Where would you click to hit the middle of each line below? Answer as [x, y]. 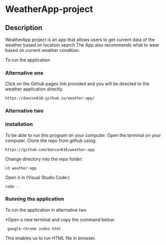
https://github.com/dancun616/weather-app [50, 149]
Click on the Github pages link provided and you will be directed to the [77, 84]
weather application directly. [34, 89]
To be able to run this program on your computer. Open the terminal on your [83, 135]
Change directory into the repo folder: [44, 159]
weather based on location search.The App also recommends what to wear [82, 45]
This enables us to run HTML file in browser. [51, 238]
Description [24, 28]
